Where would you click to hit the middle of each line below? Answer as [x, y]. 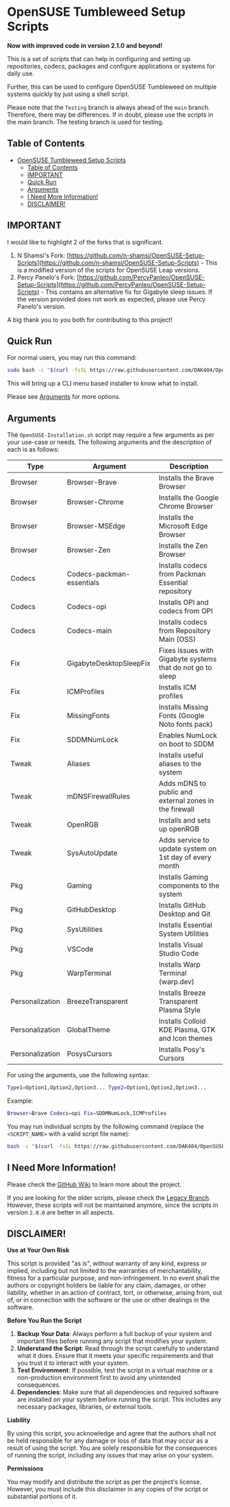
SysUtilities [85, 930]
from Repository [184, 631]
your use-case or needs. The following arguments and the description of [110, 442]
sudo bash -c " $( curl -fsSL [47, 370]
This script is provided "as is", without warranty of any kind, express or [107, 1263]
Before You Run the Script [44, 1321]
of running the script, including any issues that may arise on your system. [111, 1456]
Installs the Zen [183, 546]
